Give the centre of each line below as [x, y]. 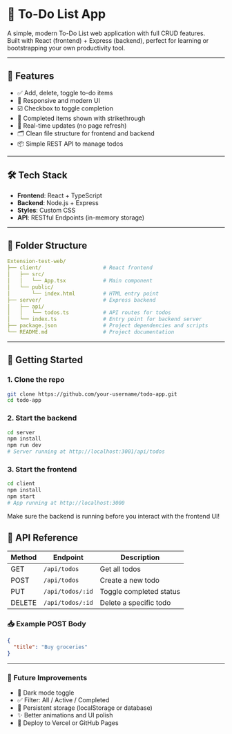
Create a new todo [130, 580]
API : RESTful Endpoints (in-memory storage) [81, 218]
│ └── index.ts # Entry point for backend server [105, 319]
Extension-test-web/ [37, 262]
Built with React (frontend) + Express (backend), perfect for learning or [108, 40]
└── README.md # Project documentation [91, 332]
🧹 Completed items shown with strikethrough [81, 118]
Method [24, 557]
